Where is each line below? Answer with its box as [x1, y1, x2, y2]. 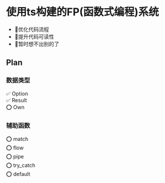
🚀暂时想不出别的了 [14, 40, 60, 47]
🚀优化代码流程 [14, 26, 49, 33]
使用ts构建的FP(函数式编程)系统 [6, 5, 159, 19]
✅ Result [6, 96, 27, 103]
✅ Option [6, 90, 28, 97]
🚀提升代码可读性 [14, 33, 54, 40]
